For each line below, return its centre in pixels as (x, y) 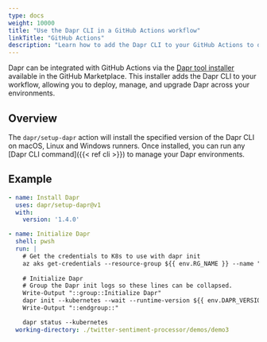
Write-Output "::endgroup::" (71, 308)
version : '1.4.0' (51, 220)
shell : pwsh (35, 242)
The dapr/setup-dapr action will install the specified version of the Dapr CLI (132, 137)
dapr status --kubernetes (66, 322)
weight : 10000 (32, 23)
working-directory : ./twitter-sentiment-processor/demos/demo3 (122, 330)
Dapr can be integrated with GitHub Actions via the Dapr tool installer (121, 68)
